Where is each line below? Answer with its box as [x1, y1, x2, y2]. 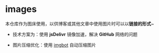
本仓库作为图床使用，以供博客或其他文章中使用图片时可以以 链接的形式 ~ [5, 20, 154, 26]
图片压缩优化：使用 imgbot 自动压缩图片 [12, 41, 96, 48]
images [5, 3, 37, 15]
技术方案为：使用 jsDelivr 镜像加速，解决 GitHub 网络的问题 [12, 31, 138, 37]
